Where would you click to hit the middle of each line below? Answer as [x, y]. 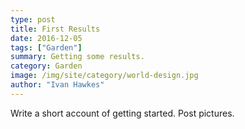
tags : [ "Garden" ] [46, 47]
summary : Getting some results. [77, 57]
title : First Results [55, 29]
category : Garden [46, 66]
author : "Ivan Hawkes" [57, 85]
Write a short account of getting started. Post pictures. [122, 113]
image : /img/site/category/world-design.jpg [104, 76]
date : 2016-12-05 [46, 38]
